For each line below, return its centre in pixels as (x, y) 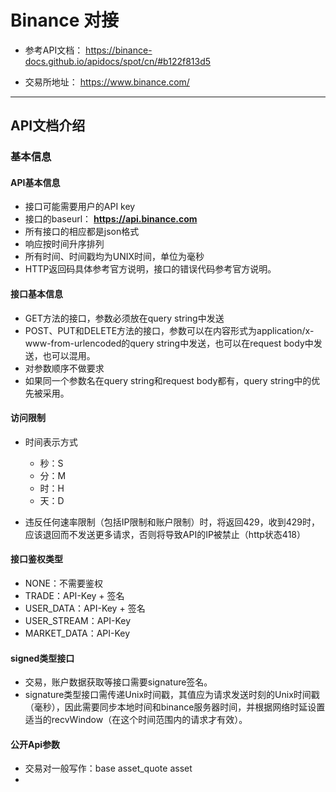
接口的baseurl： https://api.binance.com (111, 219)
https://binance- (119, 50)
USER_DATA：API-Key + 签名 (85, 608)
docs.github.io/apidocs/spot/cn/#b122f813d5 (118, 61)
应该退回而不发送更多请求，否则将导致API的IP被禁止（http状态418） (165, 534)
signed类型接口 (42, 658)
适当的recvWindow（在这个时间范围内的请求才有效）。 (136, 720)
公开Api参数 (35, 744)
